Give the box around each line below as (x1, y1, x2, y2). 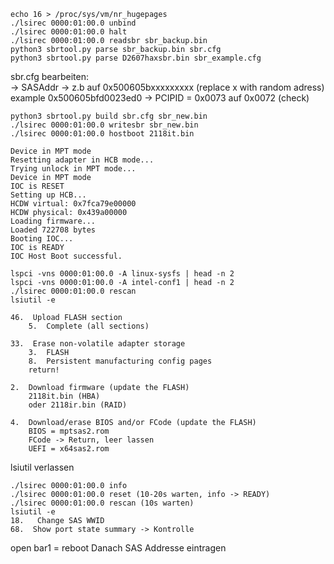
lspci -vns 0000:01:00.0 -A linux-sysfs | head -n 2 (10, 269, 235, 279)
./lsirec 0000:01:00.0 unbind (10, 18, 137, 28)
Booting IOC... (10, 234, 74, 244)
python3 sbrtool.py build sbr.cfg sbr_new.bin (10, 111, 208, 121)
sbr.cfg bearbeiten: (10, 71, 89, 82)
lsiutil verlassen (10, 461, 75, 473)
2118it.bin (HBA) (28, 391, 101, 401)
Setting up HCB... (10, 190, 87, 200)
